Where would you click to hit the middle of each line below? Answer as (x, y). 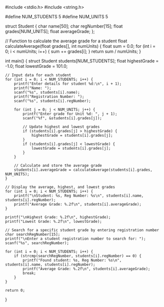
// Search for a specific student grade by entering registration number (82, 230)
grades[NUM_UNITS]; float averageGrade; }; (50, 31)
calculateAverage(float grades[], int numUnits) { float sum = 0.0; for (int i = (80, 46)
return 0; (15, 290)
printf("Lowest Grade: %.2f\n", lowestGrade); (54, 221)
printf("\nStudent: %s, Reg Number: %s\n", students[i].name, (79, 196)
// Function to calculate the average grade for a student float (66, 41)
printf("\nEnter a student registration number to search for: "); (76, 239)
